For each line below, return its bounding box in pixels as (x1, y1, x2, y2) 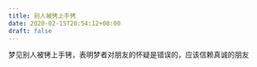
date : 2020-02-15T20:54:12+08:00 (8, 19, 121, 27)
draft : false (8, 27, 53, 35)
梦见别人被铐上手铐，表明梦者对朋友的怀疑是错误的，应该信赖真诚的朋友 (8, 50, 249, 60)
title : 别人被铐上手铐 (8, 11, 77, 20)
